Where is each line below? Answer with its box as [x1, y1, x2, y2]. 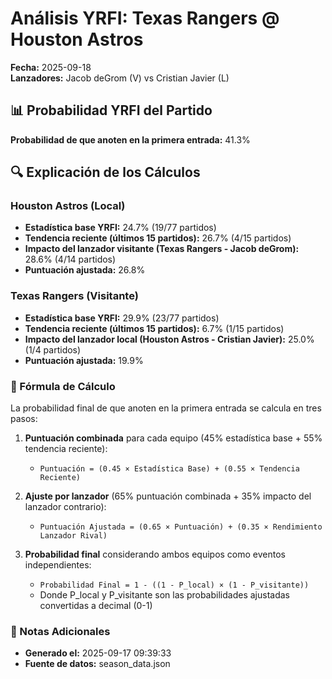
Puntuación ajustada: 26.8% [24, 264, 146, 276]
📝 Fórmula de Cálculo [10, 379, 116, 393]
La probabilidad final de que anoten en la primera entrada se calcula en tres [10, 402, 322, 414]
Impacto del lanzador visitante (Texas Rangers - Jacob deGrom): [24, 243, 300, 255]
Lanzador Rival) [39, 531, 108, 541]
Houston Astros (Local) [10, 199, 126, 213]
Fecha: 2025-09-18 [10, 61, 92, 73]
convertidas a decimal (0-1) [39, 600, 153, 612]
